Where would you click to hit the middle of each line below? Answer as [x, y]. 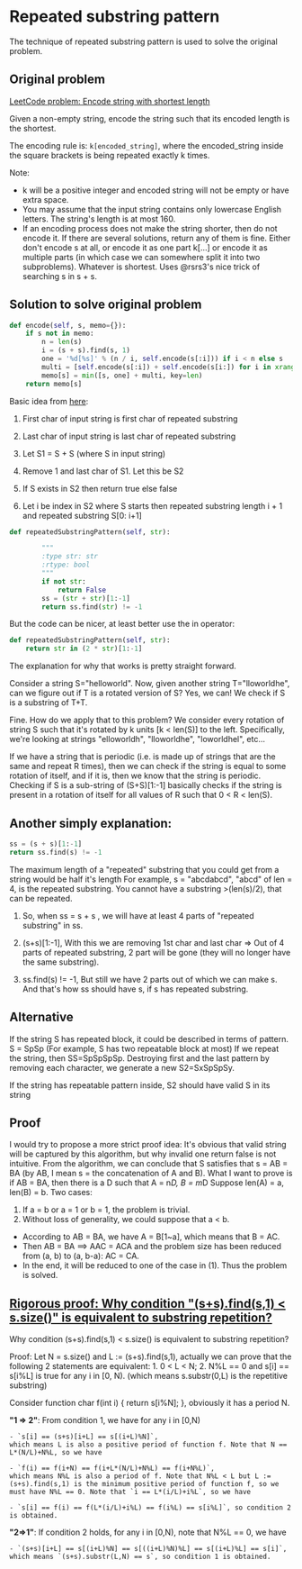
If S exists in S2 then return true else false [100, 488]
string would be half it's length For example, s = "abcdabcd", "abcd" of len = [151, 879]
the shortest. [33, 128]
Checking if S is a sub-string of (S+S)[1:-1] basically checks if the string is [146, 785]
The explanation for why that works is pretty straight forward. [123, 666]
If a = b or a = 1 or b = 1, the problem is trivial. [106, 1210]
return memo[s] [54, 384]
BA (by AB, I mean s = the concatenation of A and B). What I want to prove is [151, 1174]
